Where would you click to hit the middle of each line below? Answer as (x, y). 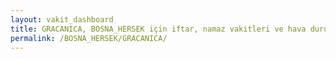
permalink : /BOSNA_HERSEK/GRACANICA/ (89, 38)
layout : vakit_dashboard (62, 19)
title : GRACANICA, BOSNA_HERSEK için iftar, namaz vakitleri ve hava (158, 29)
